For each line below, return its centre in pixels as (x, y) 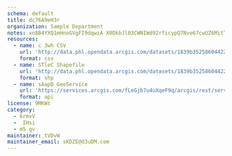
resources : (23, 39)
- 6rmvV (25, 116)
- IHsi (25, 123)
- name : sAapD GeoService (51, 84)
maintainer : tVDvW (33, 135)
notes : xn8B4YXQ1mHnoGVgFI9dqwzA (55, 33)
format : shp (37, 78)
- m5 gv (25, 129)
